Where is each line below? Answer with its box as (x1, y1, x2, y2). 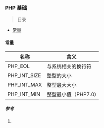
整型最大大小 (47, 81, 77, 88)
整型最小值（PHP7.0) (47, 91, 97, 98)
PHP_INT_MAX (7, 81, 42, 88)
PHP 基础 (5, 4, 27, 11)
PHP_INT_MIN (7, 90, 41, 97)
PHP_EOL (7, 63, 30, 69)
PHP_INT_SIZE (7, 72, 41, 79)
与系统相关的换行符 (47, 63, 92, 70)
